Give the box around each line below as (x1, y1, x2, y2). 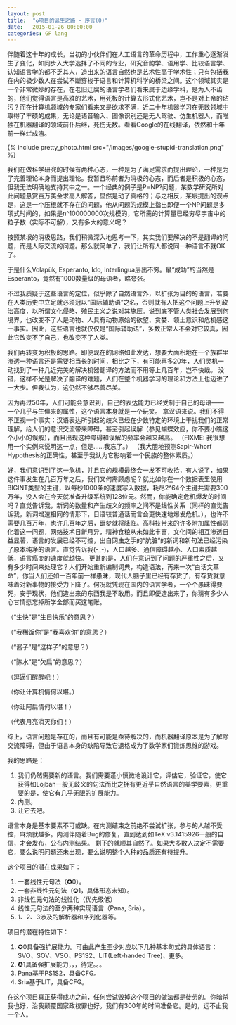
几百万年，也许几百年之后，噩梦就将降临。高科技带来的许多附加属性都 (19, 518, 223, 528)
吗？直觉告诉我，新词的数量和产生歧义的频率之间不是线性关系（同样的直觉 (7, 501, 223, 510)
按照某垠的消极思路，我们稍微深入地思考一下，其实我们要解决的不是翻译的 (7, 233, 223, 241)
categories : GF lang (7, 30, 68, 37)
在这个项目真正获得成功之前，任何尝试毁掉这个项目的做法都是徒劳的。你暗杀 (7, 993, 229, 1001)
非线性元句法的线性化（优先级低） (17, 895, 117, 904)
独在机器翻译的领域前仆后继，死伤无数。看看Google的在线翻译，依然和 (7, 120, 213, 129)
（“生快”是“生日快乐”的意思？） (7, 613, 98, 621)
